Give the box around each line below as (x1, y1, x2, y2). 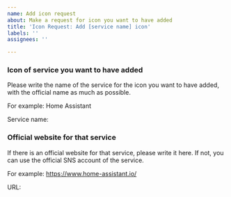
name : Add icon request (7, 10, 77, 17)
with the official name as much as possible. (7, 88, 131, 97)
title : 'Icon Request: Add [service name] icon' (7, 23, 151, 30)
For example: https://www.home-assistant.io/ (7, 169, 137, 178)
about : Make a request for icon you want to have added (7, 17, 173, 24)
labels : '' (7, 29, 39, 37)
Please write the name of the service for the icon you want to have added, (7, 81, 219, 89)
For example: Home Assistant (7, 102, 92, 110)
